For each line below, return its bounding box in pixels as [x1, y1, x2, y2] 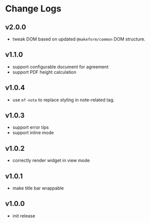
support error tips [12, 124, 49, 130]
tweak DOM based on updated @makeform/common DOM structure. [12, 36, 146, 42]
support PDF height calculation [12, 69, 76, 75]
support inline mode [12, 130, 54, 136]
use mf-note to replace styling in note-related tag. [12, 97, 115, 103]
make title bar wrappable [12, 185, 64, 191]
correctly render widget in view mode [12, 158, 90, 164]
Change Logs [5, 3, 61, 14]
